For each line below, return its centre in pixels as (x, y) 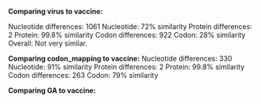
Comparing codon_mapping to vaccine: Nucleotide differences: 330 (120, 59)
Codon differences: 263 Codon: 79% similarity (83, 75)
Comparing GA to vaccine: (52, 90)
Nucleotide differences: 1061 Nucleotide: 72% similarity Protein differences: (130, 26)
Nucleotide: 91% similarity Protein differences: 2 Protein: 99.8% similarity (126, 67)
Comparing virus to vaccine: (56, 11)
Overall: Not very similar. (48, 43)
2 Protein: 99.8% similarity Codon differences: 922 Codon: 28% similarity (127, 35)
